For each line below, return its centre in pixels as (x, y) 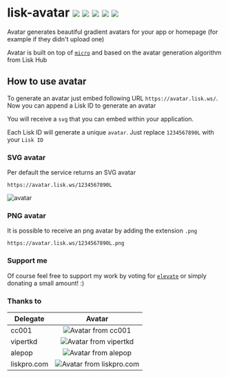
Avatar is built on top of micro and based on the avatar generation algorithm (114, 52)
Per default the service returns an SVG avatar (72, 172)
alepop (22, 352)
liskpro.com (30, 364)
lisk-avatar (39, 13)
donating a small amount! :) (46, 283)
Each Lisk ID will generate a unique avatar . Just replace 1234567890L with (111, 132)
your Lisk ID (25, 139)
